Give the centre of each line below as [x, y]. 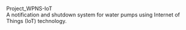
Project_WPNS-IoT [29, 9]
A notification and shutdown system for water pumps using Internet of [93, 15]
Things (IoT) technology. [37, 21]
